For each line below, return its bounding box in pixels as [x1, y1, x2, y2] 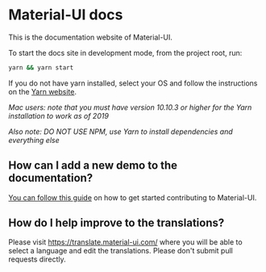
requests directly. [8, 254, 66, 264]
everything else [8, 135, 60, 144]
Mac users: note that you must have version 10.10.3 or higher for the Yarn [8, 103, 252, 112]
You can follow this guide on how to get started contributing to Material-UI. [8, 192, 257, 203]
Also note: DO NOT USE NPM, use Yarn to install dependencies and [8, 127, 234, 136]
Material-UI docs [8, 6, 123, 24]
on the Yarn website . [8, 86, 77, 96]
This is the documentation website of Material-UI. [8, 32, 173, 42]
